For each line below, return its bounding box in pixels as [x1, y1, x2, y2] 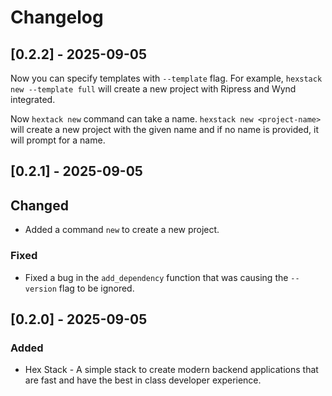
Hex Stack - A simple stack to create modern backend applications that [24, 364, 319, 376]
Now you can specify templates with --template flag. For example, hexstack [10, 72, 323, 84]
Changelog [10, 6, 104, 29]
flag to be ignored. [58, 282, 135, 294]
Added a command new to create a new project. [24, 224, 220, 236]
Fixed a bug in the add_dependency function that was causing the [24, 271, 289, 283]
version [24, 284, 57, 294]
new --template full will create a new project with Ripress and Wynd [10, 83, 297, 95]
